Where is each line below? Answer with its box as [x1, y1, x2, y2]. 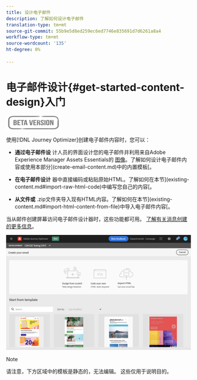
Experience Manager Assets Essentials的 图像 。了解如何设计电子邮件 [14, 156, 182, 163]
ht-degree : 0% [6, 47, 41, 53]
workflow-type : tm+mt [6, 34, 59, 41]
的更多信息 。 [6, 223, 37, 230]
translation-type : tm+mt [6, 22, 67, 28]
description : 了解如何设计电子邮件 [6, 15, 84, 22]
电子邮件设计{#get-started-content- [6, 80, 185, 94]
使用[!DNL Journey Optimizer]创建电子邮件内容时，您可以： [6, 136, 151, 143]
